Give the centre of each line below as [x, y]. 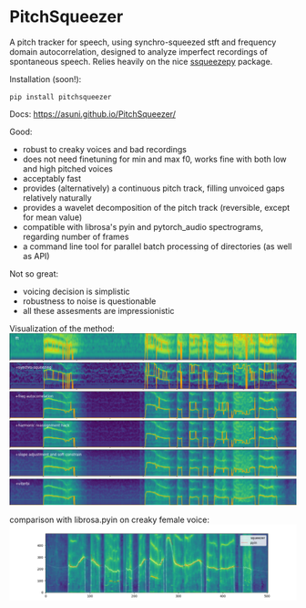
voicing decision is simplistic [76, 291]
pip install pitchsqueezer [61, 97]
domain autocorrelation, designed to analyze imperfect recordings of [139, 51]
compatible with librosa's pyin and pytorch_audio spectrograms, [143, 226]
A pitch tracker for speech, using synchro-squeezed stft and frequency [143, 42]
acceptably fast [52, 178]
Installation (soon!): [46, 79]
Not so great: [34, 273]
